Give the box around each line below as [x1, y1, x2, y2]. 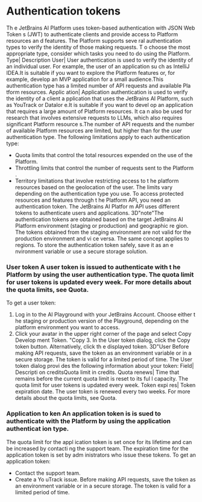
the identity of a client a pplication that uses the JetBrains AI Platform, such [6, 95, 194, 102]
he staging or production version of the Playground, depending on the [14, 317, 189, 324]
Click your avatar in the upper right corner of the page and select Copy [14, 330, 192, 338]
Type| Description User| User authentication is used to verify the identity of [6, 56, 194, 63]
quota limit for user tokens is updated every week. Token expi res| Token [14, 382, 196, 389]
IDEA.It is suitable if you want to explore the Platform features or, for [6, 69, 175, 76]
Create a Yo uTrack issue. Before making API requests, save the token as [14, 475, 196, 483]
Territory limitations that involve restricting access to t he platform [14, 177, 179, 184]
